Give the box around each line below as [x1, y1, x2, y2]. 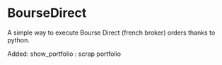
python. [7, 35, 30, 44]
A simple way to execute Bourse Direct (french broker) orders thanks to [7, 28, 216, 37]
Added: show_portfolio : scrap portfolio [7, 49, 122, 58]
